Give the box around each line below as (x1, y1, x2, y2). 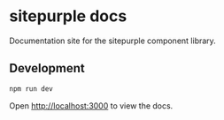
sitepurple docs (9, 6, 127, 26)
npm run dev (9, 84, 53, 94)
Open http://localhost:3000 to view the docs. (9, 100, 174, 111)
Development (9, 61, 86, 76)
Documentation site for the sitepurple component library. (9, 35, 217, 46)
